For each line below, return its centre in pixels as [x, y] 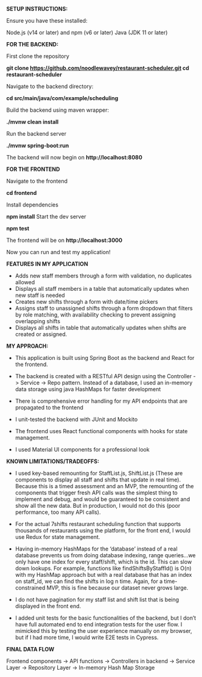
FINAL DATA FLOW [30, 649]
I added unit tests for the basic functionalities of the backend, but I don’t [106, 618]
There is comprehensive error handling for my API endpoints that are [101, 401]
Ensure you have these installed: [47, 20]
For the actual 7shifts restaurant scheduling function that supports [98, 524]
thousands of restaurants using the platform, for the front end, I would [103, 530]
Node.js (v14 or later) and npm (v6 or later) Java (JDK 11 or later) [87, 32]
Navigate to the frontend [37, 181]
